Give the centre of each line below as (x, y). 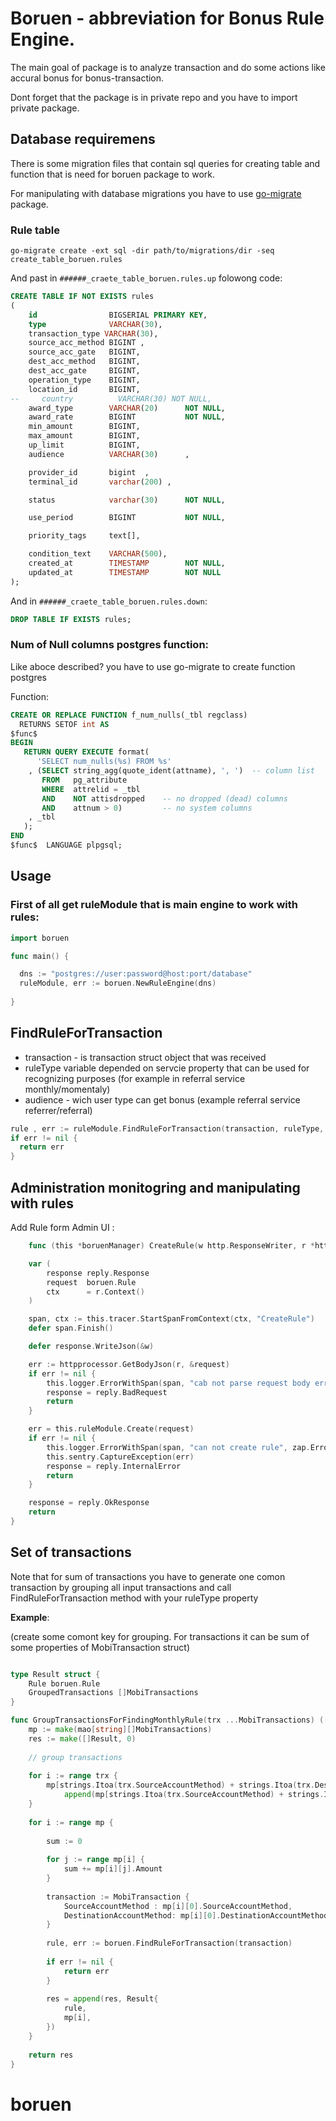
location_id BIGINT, (84, 389)
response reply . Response (98, 1273)
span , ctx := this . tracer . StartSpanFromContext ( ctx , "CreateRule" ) (171, 1319)
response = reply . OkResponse (89, 1503)
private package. (45, 108)
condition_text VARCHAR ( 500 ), (98, 554)
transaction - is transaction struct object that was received (145, 1057)
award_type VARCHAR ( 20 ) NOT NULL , (127, 408)
